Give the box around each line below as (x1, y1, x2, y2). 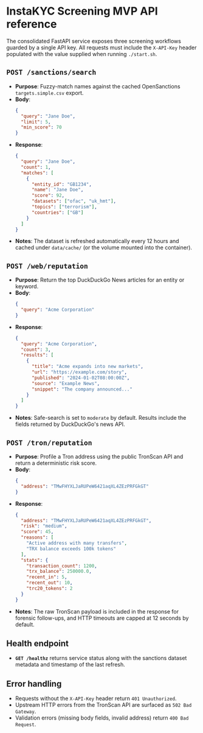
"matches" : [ (21, 169, 54, 176)
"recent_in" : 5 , (26, 574, 67, 580)
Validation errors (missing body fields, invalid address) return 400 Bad (15, 714, 189, 721)
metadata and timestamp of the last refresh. (15, 661, 126, 668)
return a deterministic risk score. (15, 459, 97, 467)
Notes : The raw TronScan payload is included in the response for (15, 607, 179, 615)
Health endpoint (6, 639, 69, 649)
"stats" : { (21, 557, 49, 563)
